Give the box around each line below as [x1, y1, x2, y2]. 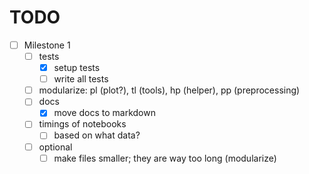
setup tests [53, 62, 101, 74]
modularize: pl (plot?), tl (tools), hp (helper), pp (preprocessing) [38, 84, 301, 96]
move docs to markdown [53, 107, 156, 119]
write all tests [53, 73, 109, 85]
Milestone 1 [23, 39, 71, 51]
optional [38, 141, 73, 153]
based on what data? [53, 129, 141, 141]
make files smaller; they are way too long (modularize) [53, 152, 277, 164]
